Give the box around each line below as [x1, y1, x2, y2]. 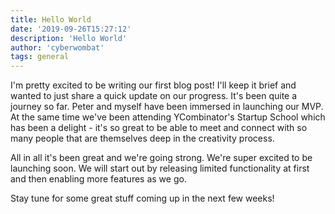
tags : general [10, 52, 70, 62]
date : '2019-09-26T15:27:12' [10, 24, 132, 34]
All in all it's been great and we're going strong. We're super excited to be [10, 152, 313, 164]
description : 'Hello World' [10, 33, 128, 43]
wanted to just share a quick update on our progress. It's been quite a [10, 90, 298, 102]
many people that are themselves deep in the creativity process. [10, 132, 275, 145]
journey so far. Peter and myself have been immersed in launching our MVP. [10, 101, 324, 113]
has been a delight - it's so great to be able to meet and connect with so [10, 122, 308, 134]
